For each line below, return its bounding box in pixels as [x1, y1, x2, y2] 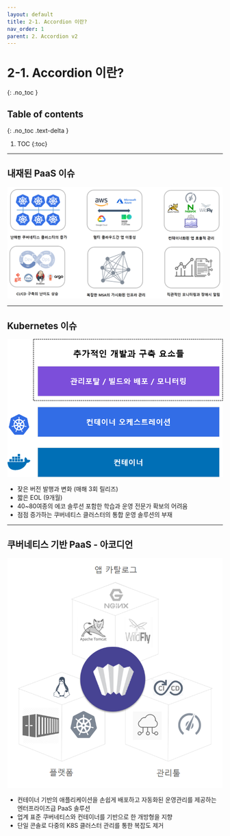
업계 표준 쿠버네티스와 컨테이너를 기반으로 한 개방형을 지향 [16, 813, 173, 821]
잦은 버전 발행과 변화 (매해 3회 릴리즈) [16, 484, 118, 493]
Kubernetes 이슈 [7, 320, 77, 332]
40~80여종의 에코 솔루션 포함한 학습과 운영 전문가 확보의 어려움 [16, 501, 188, 510]
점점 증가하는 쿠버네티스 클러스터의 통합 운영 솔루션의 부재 [16, 510, 173, 518]
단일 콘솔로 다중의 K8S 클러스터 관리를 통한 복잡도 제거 [16, 821, 164, 829]
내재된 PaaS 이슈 [7, 168, 75, 180]
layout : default [7, 11, 53, 18]
